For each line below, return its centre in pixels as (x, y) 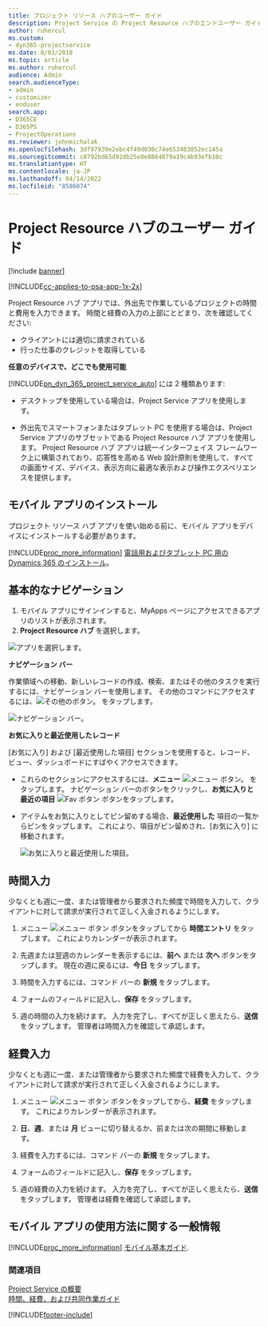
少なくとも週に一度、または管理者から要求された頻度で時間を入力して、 (127, 902)
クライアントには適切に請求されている (83, 339)
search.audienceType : (44, 82)
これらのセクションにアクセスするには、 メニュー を (138, 780)
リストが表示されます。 (72, 621)
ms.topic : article (39, 61)
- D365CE (23, 120)
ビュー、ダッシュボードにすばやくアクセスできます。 (95, 762)
